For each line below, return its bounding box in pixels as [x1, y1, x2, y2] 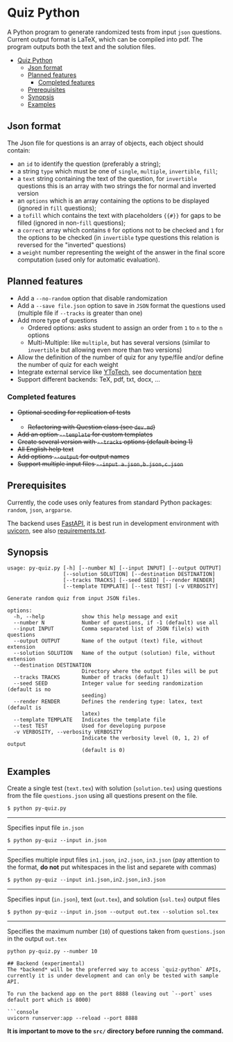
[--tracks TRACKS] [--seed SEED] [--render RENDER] [62, 577, 216, 584]
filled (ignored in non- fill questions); [17, 219, 126, 227]
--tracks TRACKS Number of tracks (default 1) [13, 674, 169, 681]
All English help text [17, 445, 74, 453]
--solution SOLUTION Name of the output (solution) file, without [13, 650, 216, 657]
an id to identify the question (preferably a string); [17, 160, 161, 168]
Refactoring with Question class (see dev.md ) [27, 422, 156, 431]
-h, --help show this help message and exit [13, 613, 178, 620]
